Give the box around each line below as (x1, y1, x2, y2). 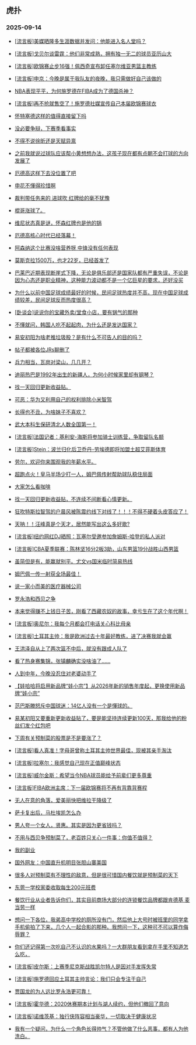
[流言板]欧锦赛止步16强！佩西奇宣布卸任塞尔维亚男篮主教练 (14, 62, 157, 69)
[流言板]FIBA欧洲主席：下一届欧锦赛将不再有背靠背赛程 (14, 784, 148, 791)
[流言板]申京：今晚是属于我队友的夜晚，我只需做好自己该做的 (14, 75, 162, 82)
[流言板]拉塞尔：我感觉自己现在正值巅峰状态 (14, 759, 121, 766)
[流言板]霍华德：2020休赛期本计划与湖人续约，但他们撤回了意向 (14, 1000, 169, 1007)
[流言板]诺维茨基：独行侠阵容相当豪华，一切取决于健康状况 (14, 1013, 157, 1020)
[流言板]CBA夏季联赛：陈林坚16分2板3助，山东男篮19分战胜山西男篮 (14, 545, 179, 552)
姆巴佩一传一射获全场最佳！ (14, 570, 82, 577)
